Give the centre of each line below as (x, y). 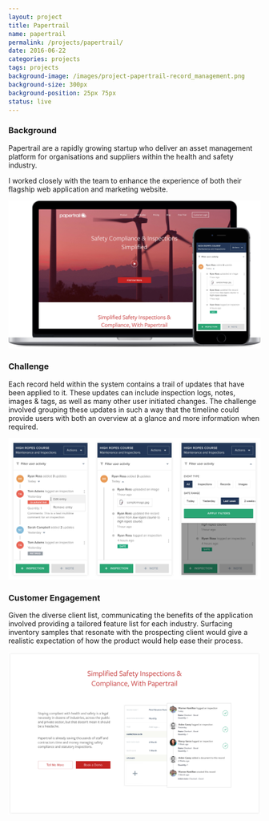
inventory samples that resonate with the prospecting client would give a (128, 633)
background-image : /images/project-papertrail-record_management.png (127, 76)
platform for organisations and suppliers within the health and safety (121, 156)
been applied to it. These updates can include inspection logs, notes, (122, 392)
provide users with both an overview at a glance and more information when (134, 418)
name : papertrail (37, 34)
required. (23, 427)
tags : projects (34, 68)
